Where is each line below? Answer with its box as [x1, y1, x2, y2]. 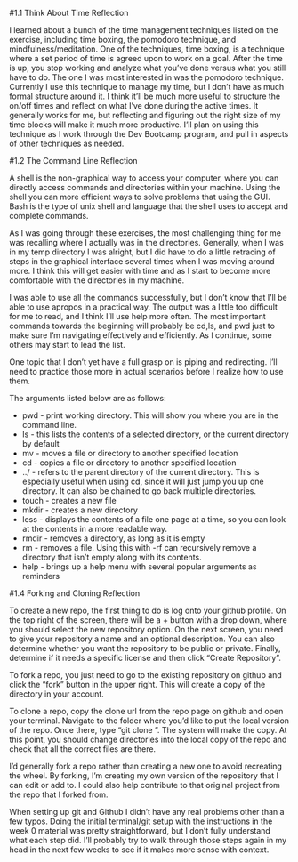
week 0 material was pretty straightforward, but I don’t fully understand [9, 826, 271, 835]
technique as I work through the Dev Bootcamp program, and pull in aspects [9, 129, 289, 139]
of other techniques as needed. [9, 138, 125, 149]
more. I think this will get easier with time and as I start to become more [9, 266, 271, 276]
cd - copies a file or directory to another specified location [21, 457, 237, 468]
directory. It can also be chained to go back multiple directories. [21, 486, 256, 496]
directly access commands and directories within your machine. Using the [9, 182, 281, 192]
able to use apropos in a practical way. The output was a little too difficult [9, 302, 278, 312]
